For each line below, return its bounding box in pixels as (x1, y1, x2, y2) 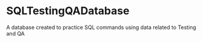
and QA (6, 30, 25, 37)
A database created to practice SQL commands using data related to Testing (6, 24, 197, 31)
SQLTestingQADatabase (6, 4, 130, 18)
